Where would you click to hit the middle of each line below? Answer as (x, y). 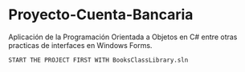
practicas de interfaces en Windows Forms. (80, 45)
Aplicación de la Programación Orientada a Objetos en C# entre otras (123, 37)
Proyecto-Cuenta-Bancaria (101, 15)
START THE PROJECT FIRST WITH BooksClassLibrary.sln (98, 60)
